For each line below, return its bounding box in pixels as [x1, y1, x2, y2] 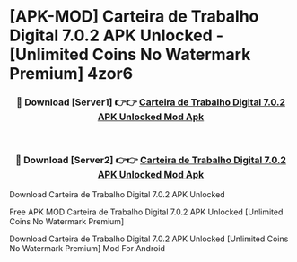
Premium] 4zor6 [9, 64, 134, 84]
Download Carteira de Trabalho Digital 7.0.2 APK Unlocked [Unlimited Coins [9, 233, 289, 244]
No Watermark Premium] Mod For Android [9, 242, 166, 253]
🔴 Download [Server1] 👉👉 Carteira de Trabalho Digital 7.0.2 [16, 96, 285, 109]
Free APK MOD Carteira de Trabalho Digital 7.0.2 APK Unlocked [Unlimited [9, 206, 284, 217]
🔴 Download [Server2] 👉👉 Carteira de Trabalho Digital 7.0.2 [14, 154, 287, 167]
